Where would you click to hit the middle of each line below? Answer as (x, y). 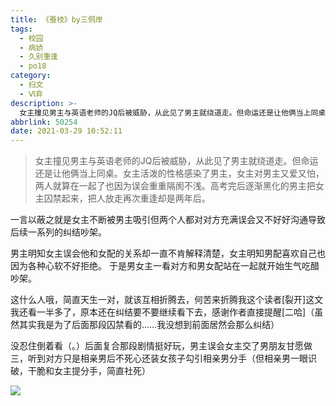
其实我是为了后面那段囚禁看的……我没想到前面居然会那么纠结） (149, 325)
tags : (21, 29)
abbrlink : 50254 (44, 122)
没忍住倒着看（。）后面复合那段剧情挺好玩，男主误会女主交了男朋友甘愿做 (161, 346)
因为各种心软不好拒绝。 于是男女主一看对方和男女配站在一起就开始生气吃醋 (165, 266)
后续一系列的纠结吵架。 (58, 232)
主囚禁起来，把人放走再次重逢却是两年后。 (122, 198)
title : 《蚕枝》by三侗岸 (56, 19)
